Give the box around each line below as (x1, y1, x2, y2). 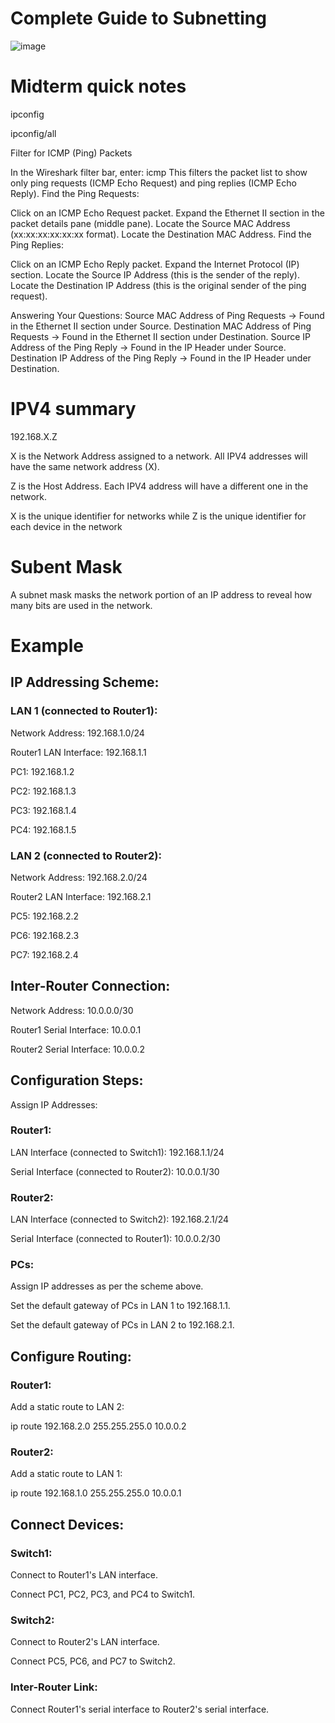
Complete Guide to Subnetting (10, 7, 267, 30)
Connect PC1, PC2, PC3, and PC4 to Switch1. (10, 1588, 196, 1601)
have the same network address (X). (10, 460, 160, 472)
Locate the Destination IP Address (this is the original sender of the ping (10, 279, 307, 291)
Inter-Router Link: (10, 1680, 98, 1694)
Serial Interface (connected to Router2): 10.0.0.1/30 (10, 1165, 220, 1177)
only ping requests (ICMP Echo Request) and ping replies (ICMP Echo (10, 177, 297, 189)
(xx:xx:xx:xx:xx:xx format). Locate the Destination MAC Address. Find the (10, 228, 312, 240)
